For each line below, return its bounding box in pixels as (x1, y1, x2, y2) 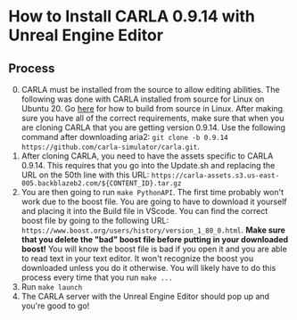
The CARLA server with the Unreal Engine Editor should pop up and (21, 291, 269, 301)
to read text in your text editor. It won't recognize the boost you (21, 253, 254, 264)
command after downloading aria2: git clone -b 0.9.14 (21, 132, 228, 142)
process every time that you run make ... (21, 272, 173, 283)
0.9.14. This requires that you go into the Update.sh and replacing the (21, 160, 276, 170)
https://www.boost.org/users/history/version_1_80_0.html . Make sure (21, 225, 286, 235)
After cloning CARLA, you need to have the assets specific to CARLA (21, 151, 274, 161)
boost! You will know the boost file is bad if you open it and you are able (21, 243, 287, 254)
